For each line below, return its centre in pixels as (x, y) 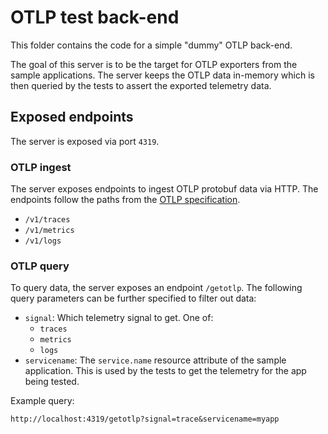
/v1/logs (43, 241)
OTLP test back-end (95, 17)
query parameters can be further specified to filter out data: (133, 298)
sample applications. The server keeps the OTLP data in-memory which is (162, 75)
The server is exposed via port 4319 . (85, 141)
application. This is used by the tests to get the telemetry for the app (165, 371)
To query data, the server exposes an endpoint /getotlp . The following (156, 288)
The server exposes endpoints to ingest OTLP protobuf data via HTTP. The (164, 189)
